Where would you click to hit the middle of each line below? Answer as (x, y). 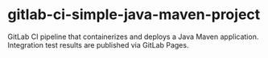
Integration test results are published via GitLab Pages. (98, 44)
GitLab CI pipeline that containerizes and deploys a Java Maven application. (133, 37)
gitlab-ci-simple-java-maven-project (134, 15)
